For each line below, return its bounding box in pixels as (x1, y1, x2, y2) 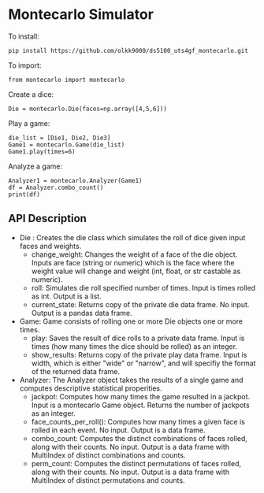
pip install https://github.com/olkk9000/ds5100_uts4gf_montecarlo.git (8, 46, 248, 54)
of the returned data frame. (31, 366, 121, 376)
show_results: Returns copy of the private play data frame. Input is (31, 350, 247, 359)
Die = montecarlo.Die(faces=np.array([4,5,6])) (8, 105, 168, 113)
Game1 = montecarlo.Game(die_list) (8, 140, 125, 149)
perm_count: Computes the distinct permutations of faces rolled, (31, 458, 242, 468)
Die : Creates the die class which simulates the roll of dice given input (19, 232, 246, 242)
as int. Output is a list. (31, 291, 102, 301)
